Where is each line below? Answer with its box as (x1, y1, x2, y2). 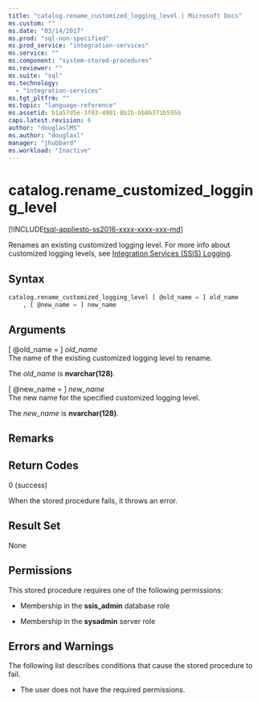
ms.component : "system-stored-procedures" (8, 57, 153, 65)
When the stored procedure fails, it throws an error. (8, 495, 178, 505)
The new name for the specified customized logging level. (8, 392, 201, 402)
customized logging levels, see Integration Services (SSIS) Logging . (8, 248, 233, 258)
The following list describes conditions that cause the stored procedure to (8, 661, 253, 671)
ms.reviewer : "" (8, 64, 63, 72)
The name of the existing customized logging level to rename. (8, 353, 213, 363)
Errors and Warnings (8, 639, 114, 653)
